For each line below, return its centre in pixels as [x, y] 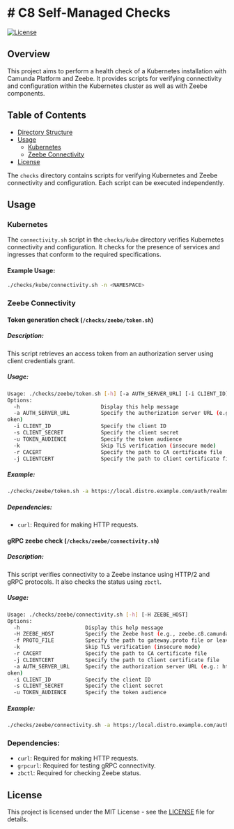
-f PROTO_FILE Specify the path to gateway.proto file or [114, 640]
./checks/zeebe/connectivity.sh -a [59, 725]
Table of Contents [47, 116]
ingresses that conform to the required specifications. [84, 255]
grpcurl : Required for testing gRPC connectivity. [87, 765]
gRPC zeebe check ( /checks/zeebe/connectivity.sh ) [83, 541]
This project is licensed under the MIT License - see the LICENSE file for [111, 812]
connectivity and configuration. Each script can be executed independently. [116, 182]
